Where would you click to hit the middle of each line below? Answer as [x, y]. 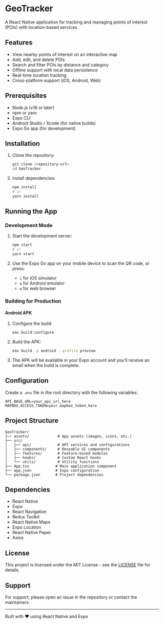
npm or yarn [24, 112]
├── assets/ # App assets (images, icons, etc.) [69, 436]
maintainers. [18, 602]
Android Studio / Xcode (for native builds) [54, 123]
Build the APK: [27, 342]
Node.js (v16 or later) [33, 108]
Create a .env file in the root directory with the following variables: [72, 392]
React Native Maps [31, 522]
